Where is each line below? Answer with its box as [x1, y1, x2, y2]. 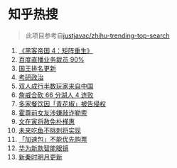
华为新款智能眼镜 [18, 143, 69, 152]
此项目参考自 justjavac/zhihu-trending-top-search [25, 31, 170, 40]
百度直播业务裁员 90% [18, 55, 85, 64]
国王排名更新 [18, 64, 56, 72]
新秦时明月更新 [18, 152, 63, 161]
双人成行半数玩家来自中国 [18, 82, 94, 90]
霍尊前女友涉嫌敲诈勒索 [18, 108, 87, 117]
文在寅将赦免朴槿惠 [18, 117, 75, 125]
